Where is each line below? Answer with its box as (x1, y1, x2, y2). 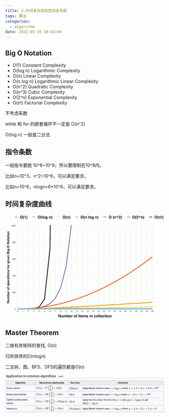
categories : (5, 19, 30, 24)
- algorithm (10, 24, 35, 29)
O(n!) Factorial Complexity (12, 99, 68, 106)
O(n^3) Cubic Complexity (12, 89, 66, 95)
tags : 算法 (5, 13, 27, 19)
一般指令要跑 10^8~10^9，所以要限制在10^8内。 (5, 162, 104, 168)
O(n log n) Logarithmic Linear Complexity (12, 78, 98, 84)
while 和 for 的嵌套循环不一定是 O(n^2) (5, 121, 86, 127)
